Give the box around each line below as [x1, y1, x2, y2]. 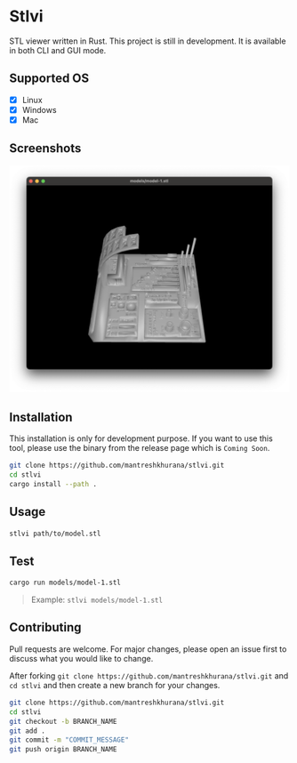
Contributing [9, 620, 82, 635]
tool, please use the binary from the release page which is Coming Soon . [9, 443, 270, 454]
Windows [21, 104, 57, 115]
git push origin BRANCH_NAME [9, 745, 117, 754]
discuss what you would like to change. [9, 653, 154, 663]
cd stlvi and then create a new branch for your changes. [9, 679, 221, 690]
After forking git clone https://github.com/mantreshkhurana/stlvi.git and [9, 670, 289, 681]
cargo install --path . [9, 479, 98, 488]
